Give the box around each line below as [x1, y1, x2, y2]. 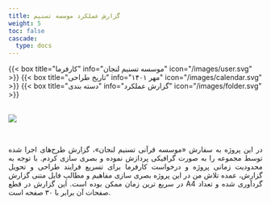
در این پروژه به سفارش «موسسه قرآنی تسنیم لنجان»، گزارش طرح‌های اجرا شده [8, 144, 263, 154]
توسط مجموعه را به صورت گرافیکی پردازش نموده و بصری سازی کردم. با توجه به [8, 153, 263, 163]
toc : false [8, 27, 45, 35]
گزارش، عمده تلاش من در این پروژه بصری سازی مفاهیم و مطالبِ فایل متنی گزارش [8, 170, 263, 180]
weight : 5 [8, 19, 42, 27]
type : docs [15, 42, 52, 50]
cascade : [8, 34, 38, 43]
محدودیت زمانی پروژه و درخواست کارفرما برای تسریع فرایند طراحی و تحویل [8, 162, 263, 172]
